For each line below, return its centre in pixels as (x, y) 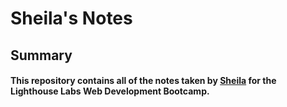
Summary (41, 55)
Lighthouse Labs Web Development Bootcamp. (110, 91)
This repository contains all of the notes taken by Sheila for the (143, 81)
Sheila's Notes (71, 18)
